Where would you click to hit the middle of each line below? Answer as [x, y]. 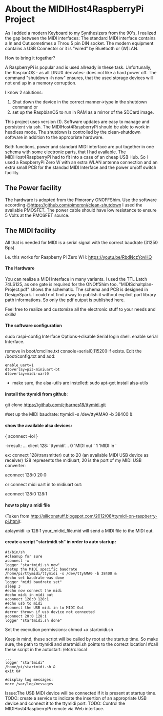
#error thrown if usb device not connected [50, 612]
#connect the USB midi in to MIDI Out [44, 608]
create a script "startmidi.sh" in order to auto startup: [61, 542]
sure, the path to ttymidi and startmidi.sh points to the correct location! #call [81, 644]
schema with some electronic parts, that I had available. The [65, 152]
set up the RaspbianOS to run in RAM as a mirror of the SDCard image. [83, 112]
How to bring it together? [30, 58]
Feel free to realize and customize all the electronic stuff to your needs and [80, 309]
